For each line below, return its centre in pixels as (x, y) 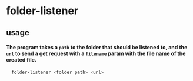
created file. (21, 60)
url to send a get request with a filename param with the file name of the (96, 53)
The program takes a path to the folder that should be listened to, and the (97, 48)
